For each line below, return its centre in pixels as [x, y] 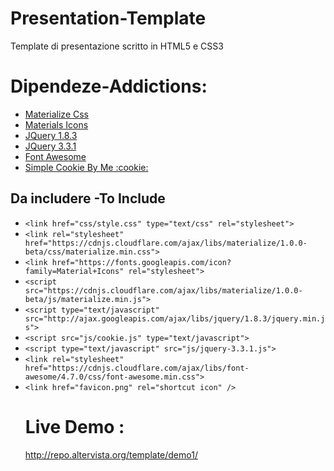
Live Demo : [74, 426]
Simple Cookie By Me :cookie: [86, 167]
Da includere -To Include [88, 198]
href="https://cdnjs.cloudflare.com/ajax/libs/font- [137, 368]
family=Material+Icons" [74, 271]
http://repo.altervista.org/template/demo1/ [111, 454]
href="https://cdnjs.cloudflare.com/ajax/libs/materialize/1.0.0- [166, 243]
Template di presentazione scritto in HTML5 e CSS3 [117, 46]
